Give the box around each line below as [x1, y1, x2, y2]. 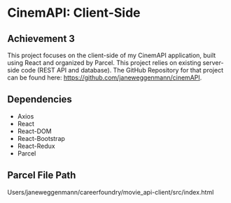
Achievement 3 [7, 33, 76, 45]
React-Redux [17, 142, 55, 150]
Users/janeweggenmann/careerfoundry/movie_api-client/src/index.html [7, 188, 214, 196]
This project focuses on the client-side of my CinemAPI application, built [7, 51, 216, 59]
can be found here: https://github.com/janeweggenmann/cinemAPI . [7, 73, 202, 82]
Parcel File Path [7, 170, 76, 181]
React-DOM [17, 127, 52, 135]
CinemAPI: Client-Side [7, 5, 141, 21]
